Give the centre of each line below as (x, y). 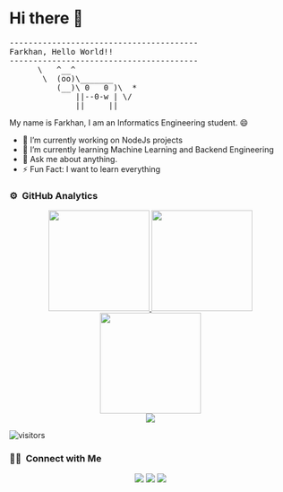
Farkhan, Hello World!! (61, 52)
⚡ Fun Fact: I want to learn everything (91, 168)
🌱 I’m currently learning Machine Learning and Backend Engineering (148, 149)
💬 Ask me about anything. (70, 159)
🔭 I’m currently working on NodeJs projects (103, 140)
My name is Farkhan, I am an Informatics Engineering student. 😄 (129, 122)
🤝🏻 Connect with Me (56, 459)
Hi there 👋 (46, 18)
